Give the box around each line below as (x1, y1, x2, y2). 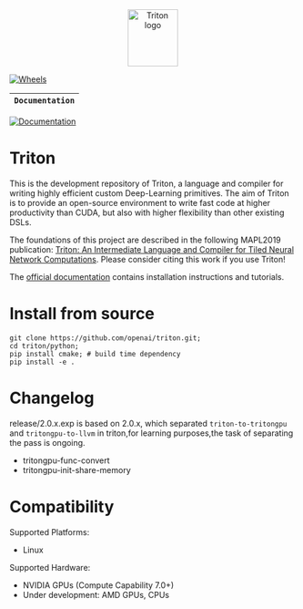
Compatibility (9, 497, 115, 517)
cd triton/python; (9, 341, 79, 350)
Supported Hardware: (9, 562, 91, 573)
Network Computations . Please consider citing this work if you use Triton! (9, 253, 286, 264)
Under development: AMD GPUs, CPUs (22, 589, 170, 600)
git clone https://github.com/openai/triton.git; (9, 333, 202, 343)
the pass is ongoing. (9, 437, 86, 448)
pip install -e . (9, 357, 76, 366)
